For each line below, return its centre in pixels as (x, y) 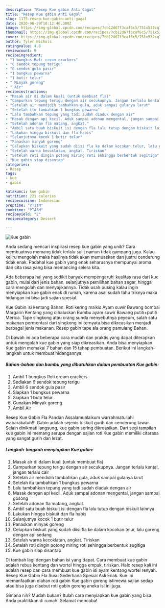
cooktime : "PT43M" (24, 210)
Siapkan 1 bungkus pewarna (41, 392)
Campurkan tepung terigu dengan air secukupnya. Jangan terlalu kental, (86, 467)
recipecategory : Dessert (31, 219)
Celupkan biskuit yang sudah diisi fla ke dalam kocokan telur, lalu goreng (86, 529)
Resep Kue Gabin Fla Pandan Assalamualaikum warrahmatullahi (70, 417)
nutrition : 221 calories (31, 196)
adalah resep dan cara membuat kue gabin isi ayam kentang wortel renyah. (81, 570)
